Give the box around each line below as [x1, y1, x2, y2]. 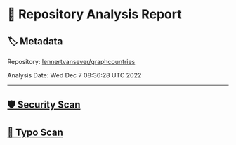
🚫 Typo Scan [7, 126, 63, 138]
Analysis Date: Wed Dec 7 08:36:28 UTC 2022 [7, 71, 142, 80]
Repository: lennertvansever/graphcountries [7, 58, 136, 65]
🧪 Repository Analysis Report [7, 6, 182, 23]
